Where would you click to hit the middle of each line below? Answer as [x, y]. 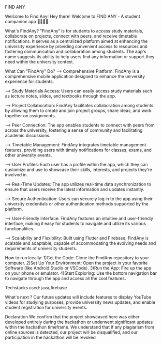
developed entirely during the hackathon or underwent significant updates [79, 322]
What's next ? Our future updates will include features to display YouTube [78, 297]
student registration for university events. [46, 307]
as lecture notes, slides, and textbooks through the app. [60, 96]
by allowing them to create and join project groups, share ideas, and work [78, 110]
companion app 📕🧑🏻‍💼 [27, 22]
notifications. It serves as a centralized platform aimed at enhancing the [76, 41]
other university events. [29, 155]
